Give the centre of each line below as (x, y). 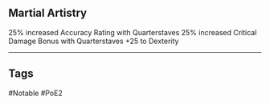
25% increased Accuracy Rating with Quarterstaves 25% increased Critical (133, 32)
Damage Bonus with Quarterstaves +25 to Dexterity (94, 41)
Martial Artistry (47, 13)
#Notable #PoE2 (35, 93)
